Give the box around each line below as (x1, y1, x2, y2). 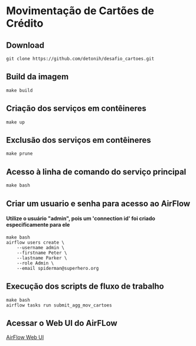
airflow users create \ (6, 239, 65, 246)
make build (6, 87, 33, 93)
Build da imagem (6, 72, 69, 82)
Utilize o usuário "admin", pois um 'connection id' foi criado (6, 215, 155, 222)
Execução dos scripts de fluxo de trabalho (6, 282, 164, 292)
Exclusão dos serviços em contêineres (6, 135, 152, 145)
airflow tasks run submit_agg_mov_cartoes (6, 302, 112, 308)
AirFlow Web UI (6, 334, 44, 341)
